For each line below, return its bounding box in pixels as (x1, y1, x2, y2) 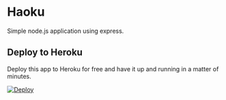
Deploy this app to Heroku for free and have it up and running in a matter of (7, 64, 219, 73)
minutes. (7, 72, 32, 80)
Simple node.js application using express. (7, 27, 124, 35)
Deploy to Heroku (7, 47, 83, 58)
